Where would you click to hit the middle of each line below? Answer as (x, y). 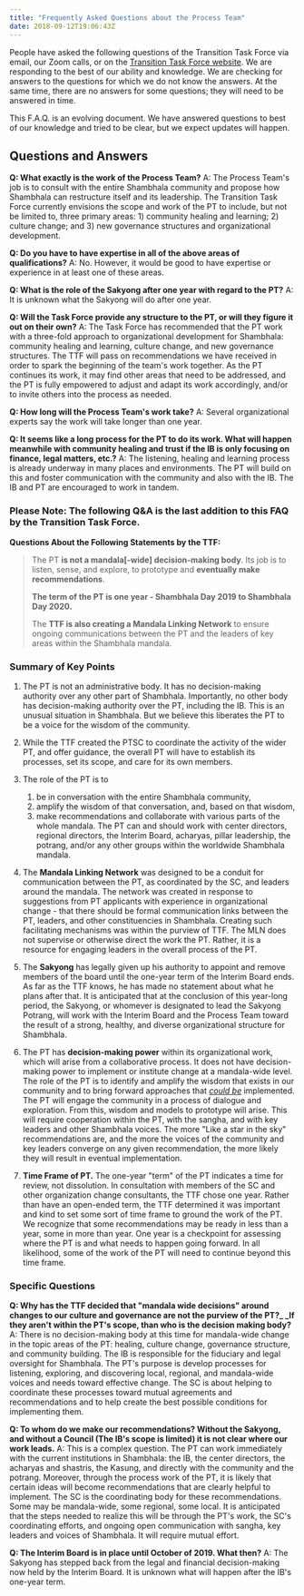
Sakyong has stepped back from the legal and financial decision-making (145, 1562)
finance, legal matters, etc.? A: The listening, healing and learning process (150, 458)
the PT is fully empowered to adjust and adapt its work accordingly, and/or (149, 385)
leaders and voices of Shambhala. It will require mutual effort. (124, 1535)
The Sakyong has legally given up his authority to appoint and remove (154, 966)
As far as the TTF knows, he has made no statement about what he (148, 986)
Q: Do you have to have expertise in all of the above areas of (125, 253)
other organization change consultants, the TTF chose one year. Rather (156, 1195)
